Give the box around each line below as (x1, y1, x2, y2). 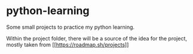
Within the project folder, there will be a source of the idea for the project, (6, 35, 187, 42)
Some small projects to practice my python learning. (6, 23, 135, 31)
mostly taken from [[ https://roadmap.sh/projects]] (6, 41, 129, 48)
